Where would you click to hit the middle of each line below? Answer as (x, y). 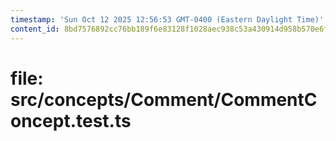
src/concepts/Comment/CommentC (164, 99)
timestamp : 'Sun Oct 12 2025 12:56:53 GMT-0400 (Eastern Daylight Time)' (167, 19)
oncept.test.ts (71, 120)
